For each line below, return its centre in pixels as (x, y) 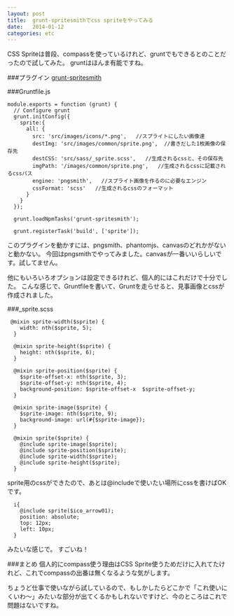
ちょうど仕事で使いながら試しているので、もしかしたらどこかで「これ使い (115, 588)
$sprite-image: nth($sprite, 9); (69, 414)
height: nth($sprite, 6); (58, 353)
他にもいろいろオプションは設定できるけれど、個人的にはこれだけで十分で (115, 278)
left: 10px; (37, 529)
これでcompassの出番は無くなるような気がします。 (99, 573)
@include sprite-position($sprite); (74, 451)
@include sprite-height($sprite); (70, 463)
